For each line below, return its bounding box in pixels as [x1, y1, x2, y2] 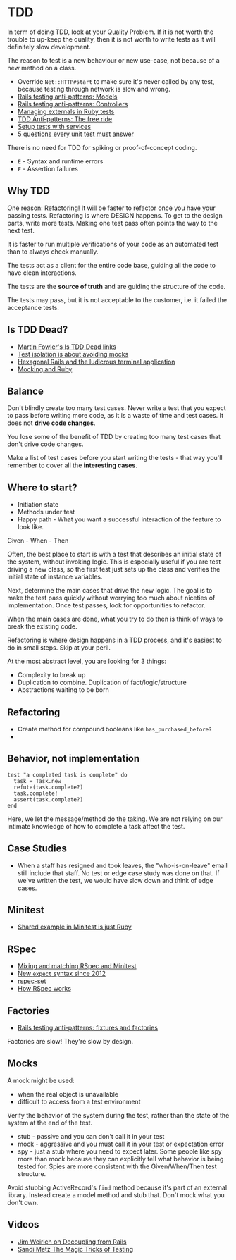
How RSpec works [17, 984, 72, 993]
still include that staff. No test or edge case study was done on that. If [17, 868, 220, 877]
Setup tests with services [17, 122, 92, 130]
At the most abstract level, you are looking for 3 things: [7, 657, 167, 666]
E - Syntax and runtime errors [17, 156, 104, 166]
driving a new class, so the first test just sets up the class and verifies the [7, 565, 221, 574]
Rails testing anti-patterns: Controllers [17, 99, 128, 108]
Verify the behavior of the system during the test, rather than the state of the [7, 1111, 230, 1119]
